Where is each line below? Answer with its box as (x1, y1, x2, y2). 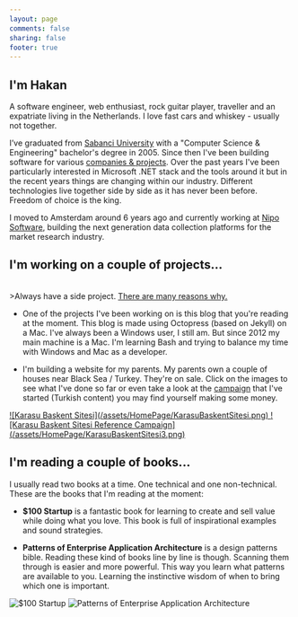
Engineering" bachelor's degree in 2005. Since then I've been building (9, 147, 269, 158)
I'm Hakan (9, 77, 67, 93)
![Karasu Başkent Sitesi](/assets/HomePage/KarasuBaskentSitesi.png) (9, 410, 269, 420)
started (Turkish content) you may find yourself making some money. (22, 392, 278, 403)
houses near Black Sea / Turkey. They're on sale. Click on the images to (22, 373, 289, 383)
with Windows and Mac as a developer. (22, 346, 168, 357)
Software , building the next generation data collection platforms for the (9, 222, 272, 233)
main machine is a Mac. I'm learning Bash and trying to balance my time (22, 337, 289, 348)
